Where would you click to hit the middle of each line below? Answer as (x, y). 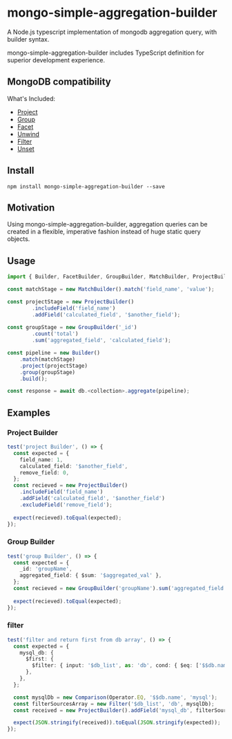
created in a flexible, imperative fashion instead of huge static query (104, 232)
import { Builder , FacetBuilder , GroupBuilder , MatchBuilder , (98, 277)
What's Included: (31, 98)
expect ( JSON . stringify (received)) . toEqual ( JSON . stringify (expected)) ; (117, 723)
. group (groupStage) (48, 372)
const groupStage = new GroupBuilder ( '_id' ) (72, 328)
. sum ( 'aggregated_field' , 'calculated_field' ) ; (101, 341)
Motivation (31, 207)
